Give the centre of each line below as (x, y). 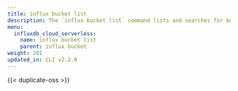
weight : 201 (25, 54)
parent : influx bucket (53, 47)
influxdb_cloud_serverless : (55, 34)
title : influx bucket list (47, 14)
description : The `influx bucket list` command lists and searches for (115, 20)
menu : (15, 27)
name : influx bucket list (58, 40)
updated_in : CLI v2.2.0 (42, 60)
